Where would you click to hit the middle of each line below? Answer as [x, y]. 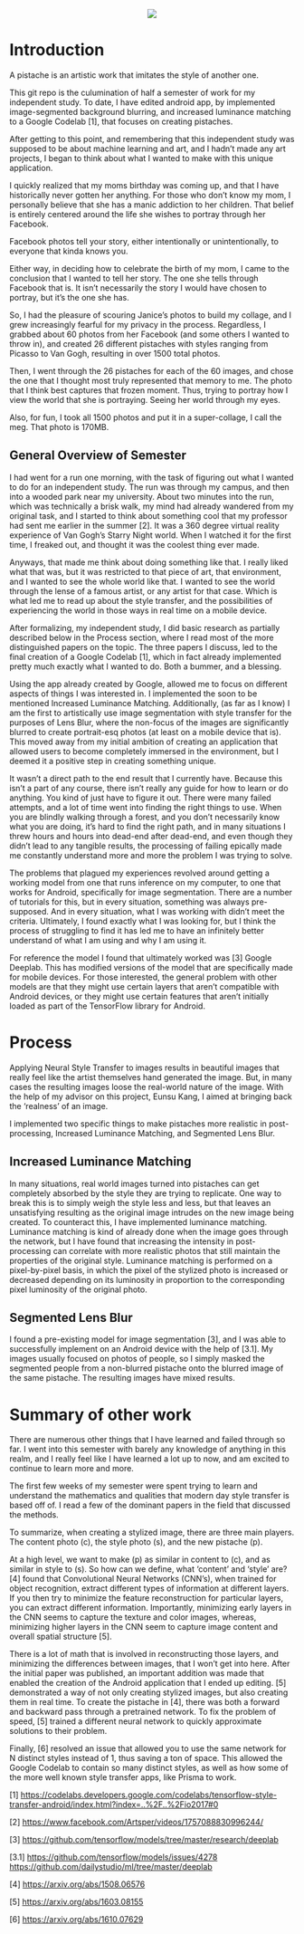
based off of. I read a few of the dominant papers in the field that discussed [150, 1505]
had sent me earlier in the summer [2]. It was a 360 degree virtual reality [145, 525]
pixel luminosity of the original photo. [78, 1289]
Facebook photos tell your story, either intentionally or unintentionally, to [144, 241]
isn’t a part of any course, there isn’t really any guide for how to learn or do [149, 788]
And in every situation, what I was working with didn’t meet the [168, 911]
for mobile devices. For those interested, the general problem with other [143, 977]
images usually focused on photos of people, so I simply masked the [137, 1359]
